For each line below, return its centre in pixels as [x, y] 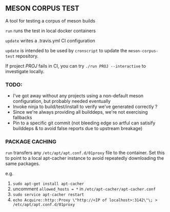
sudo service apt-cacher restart [48, 195]
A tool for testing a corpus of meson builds [50, 20]
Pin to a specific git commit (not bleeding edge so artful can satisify [84, 123]
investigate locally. [25, 71]
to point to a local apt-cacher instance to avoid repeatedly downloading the [85, 158]
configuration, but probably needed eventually [62, 101]
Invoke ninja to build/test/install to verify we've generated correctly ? [85, 107]
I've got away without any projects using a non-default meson [78, 96]
